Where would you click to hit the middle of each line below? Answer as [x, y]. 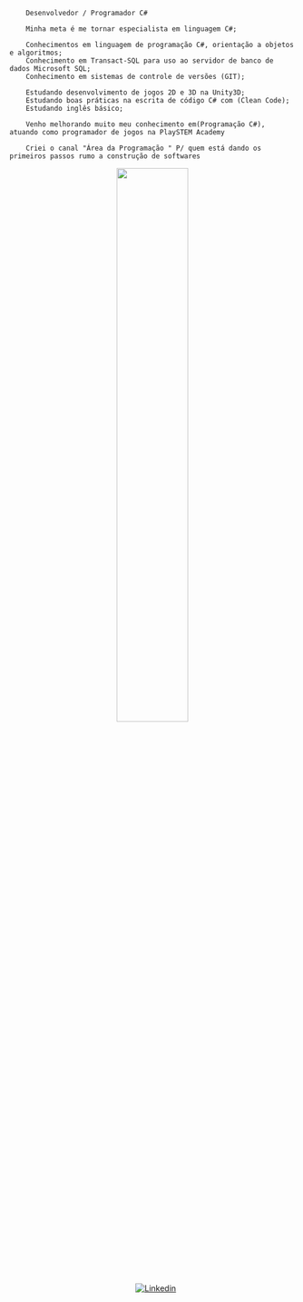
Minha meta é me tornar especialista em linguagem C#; [132, 29]
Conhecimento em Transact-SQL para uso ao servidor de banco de [150, 61]
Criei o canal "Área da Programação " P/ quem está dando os [143, 148]
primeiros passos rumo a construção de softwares [105, 156]
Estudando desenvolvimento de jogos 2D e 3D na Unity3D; [136, 93]
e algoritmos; [36, 53]
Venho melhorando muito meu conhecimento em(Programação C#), [146, 124]
